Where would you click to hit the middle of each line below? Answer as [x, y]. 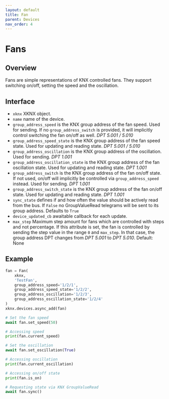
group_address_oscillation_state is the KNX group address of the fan [86, 162]
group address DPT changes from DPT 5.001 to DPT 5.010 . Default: [83, 238]
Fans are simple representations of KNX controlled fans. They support [78, 80]
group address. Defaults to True [46, 211]
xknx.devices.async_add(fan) [36, 308]
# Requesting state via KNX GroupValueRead [52, 387]
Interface [20, 101]
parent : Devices [22, 19]
